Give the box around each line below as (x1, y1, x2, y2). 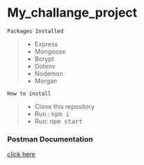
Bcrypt (34, 54, 54, 63)
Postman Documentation (7, 134, 93, 144)
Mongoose (34, 47, 66, 55)
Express (34, 40, 58, 48)
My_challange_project (7, 5, 138, 21)
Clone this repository (34, 102, 95, 110)
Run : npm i (34, 110, 70, 118)
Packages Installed (7, 28, 64, 35)
